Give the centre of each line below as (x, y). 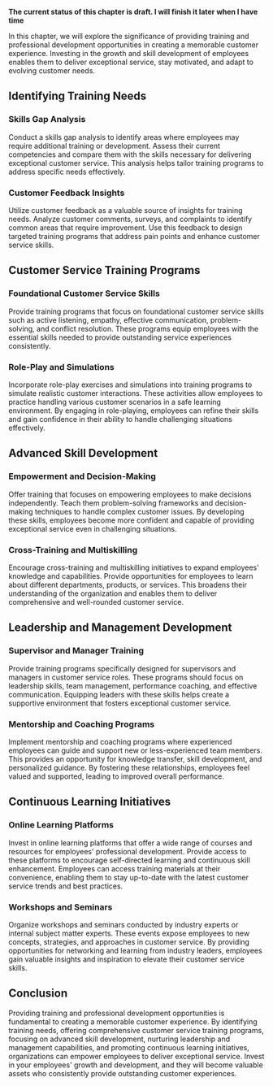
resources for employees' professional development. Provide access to (128, 851)
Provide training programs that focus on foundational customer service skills (136, 311)
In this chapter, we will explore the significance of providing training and (129, 36)
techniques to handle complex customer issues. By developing (140, 511)
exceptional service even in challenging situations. (93, 528)
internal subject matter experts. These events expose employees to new (129, 933)
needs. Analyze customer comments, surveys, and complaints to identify (130, 219)
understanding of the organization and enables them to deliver (113, 593)
